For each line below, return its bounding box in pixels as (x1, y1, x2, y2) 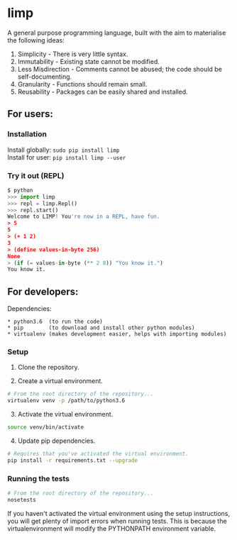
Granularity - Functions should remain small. (17, 79, 148, 88)
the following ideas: (7, 35, 65, 44)
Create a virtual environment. (17, 377, 103, 385)
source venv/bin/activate (7, 424, 84, 431)
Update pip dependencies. (17, 436, 96, 445)
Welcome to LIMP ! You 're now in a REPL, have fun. (7, 213, 160, 221)
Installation (7, 129, 48, 139)
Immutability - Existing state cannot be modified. (17, 57, 160, 65)
